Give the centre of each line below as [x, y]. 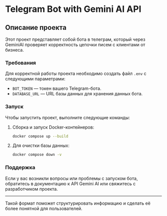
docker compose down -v [37, 155]
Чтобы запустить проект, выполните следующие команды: [68, 117]
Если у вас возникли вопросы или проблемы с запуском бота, [72, 178]
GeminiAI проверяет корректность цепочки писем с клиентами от [75, 45]
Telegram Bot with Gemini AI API [73, 9]
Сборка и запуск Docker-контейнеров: [53, 127]
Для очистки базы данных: [41, 145]
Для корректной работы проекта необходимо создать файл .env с [76, 73]
